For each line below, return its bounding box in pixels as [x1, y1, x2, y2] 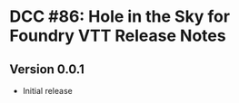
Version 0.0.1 [9, 61, 85, 77]
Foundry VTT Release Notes [9, 25, 226, 46]
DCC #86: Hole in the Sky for [9, 6, 230, 27]
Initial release [22, 86, 73, 96]
